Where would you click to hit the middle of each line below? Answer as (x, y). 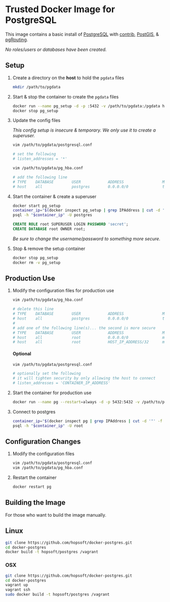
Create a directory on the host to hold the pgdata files (68, 78)
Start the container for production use (52, 393)
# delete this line (33, 309)
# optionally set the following (47, 374)
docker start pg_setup (36, 206)
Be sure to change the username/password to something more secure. (87, 239)
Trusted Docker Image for (60, 9)
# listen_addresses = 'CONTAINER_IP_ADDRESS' (61, 383)
